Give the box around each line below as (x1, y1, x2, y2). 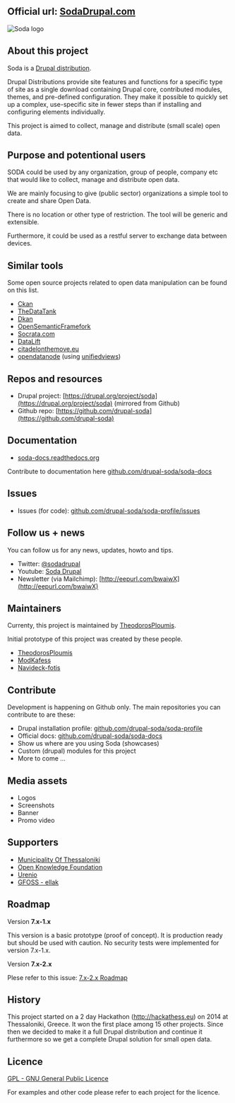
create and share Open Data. (7, 197, 92, 205)
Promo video (17, 816, 55, 824)
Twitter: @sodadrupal (17, 559, 81, 568)
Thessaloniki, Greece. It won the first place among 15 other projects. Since (7, 1020, 224, 1029)
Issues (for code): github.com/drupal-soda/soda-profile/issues (17, 506, 200, 515)
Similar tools (7, 260, 64, 272)
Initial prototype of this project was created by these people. (7, 635, 183, 643)
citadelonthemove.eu (17, 345, 80, 353)
